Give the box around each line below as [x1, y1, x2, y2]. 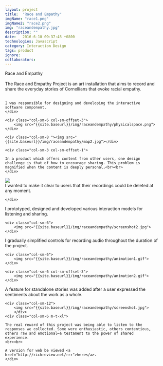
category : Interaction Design [5, 43, 67, 48]
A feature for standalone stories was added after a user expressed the [5, 286, 146, 292]
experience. [5, 335, 29, 340]
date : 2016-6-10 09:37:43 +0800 [5, 35, 75, 40]
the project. [5, 243, 28, 249]
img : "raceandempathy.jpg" [5, 25, 60, 30]
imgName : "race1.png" [5, 16, 49, 21]
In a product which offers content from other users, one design [5, 156, 140, 161]
